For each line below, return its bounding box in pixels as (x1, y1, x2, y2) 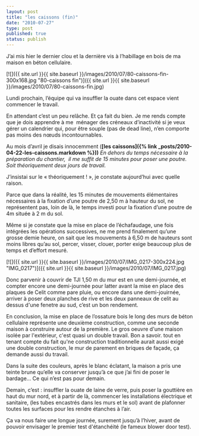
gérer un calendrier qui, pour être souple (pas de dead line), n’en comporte (6, 125, 189, 132)
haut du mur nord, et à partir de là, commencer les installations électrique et (6, 393, 192, 400)
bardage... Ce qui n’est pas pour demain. (6, 375, 106, 382)
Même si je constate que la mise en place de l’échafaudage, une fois (6, 222, 174, 229)
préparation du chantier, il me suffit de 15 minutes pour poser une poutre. (6, 156, 187, 162)
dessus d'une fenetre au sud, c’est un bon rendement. (6, 301, 138, 308)
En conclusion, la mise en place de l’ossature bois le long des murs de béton (6, 313, 193, 320)
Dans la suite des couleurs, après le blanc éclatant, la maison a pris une (6, 362, 181, 369)
